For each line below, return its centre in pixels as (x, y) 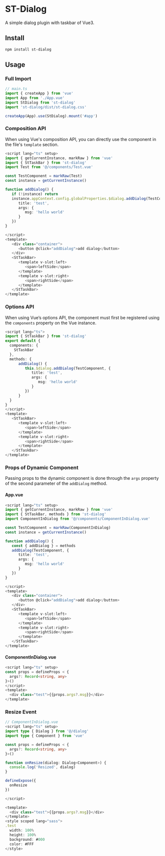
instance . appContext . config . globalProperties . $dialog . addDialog (79, 198)
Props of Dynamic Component (42, 468)
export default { (23, 341)
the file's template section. (32, 144)
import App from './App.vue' (35, 98)
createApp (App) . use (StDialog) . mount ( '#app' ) (51, 116)
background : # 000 (27, 839)
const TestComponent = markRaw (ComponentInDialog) (58, 528)
